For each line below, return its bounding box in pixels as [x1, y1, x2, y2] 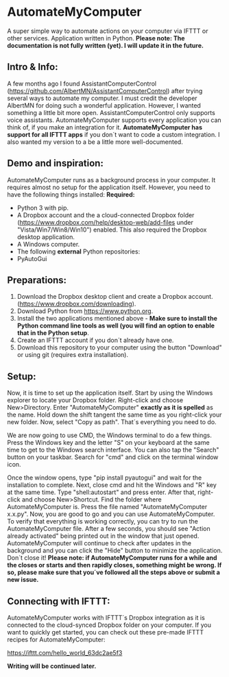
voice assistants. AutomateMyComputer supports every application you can [7, 116, 221, 124]
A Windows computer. [16, 240, 80, 248]
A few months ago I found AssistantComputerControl [7, 79, 156, 88]
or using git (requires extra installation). [16, 351, 129, 359]
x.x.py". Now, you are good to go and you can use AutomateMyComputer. [7, 510, 215, 518]
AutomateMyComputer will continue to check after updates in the [7, 539, 192, 547]
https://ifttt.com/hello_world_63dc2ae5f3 [7, 649, 123, 656]
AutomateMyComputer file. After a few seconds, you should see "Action [7, 525, 210, 533]
